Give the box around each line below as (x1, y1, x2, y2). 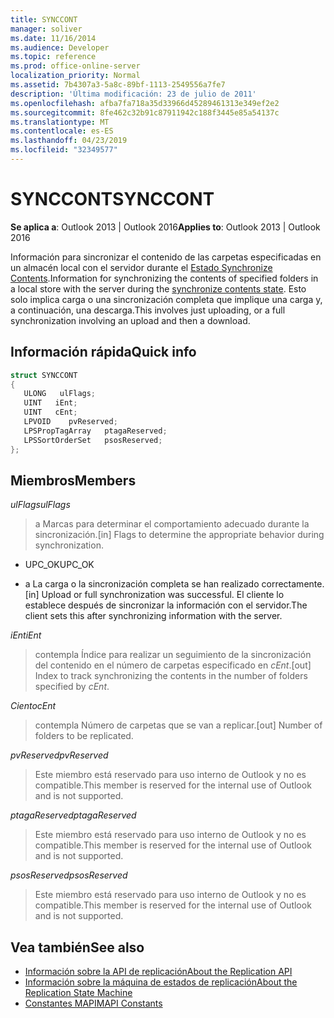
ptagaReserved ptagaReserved (10, 809, 137, 821)
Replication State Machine (24, 987, 133, 999)
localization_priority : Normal (10, 71, 141, 81)
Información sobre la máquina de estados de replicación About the (24, 976, 298, 988)
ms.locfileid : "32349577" (10, 145, 118, 155)
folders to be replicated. (34, 730, 134, 742)
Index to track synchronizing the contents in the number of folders (34, 670, 308, 682)
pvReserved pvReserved (10, 749, 109, 761)
